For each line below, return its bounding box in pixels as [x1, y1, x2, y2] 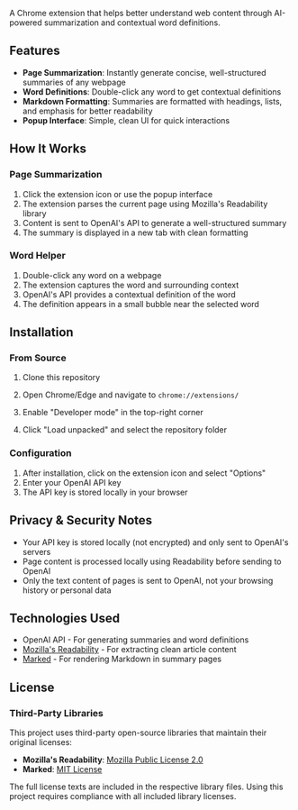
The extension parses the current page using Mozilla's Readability [22, 198, 268, 209]
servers [22, 546, 51, 557]
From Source [9, 351, 67, 364]
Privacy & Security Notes [9, 513, 153, 528]
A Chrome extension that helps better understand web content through [9, 8, 273, 18]
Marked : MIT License [22, 764, 103, 775]
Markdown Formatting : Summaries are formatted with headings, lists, [22, 96, 283, 106]
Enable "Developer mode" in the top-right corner [22, 407, 204, 418]
